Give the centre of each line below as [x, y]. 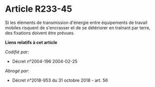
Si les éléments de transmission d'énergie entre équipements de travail [76, 22]
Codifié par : [17, 52]
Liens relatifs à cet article [31, 42]
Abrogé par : [17, 71]
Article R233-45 [39, 9]
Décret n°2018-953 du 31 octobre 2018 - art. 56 [60, 80]
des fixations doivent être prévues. [40, 33]
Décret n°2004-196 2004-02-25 [45, 61]
